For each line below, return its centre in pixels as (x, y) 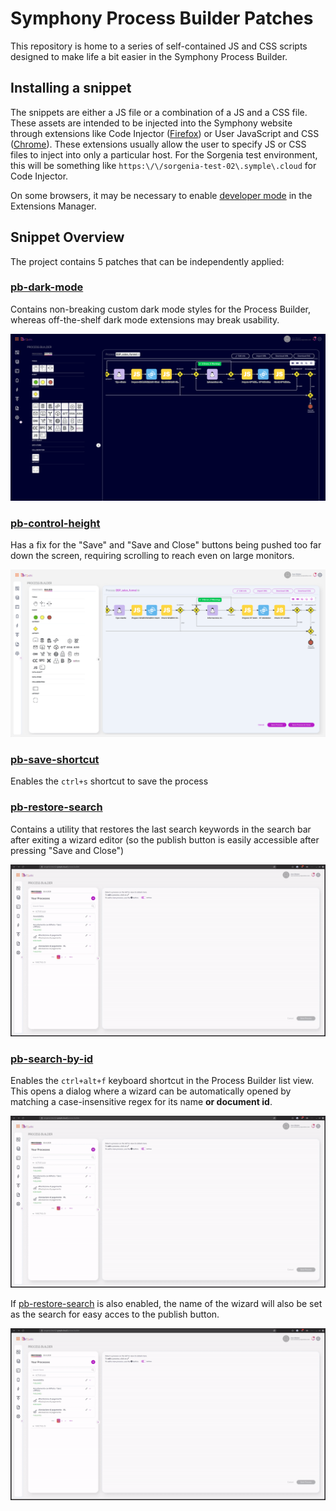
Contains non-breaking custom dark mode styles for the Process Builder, (161, 309)
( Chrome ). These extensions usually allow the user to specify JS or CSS (158, 144)
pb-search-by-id (52, 1059)
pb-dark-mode (47, 287)
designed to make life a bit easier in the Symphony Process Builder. (149, 56)
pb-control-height (55, 523)
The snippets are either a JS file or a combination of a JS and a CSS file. (159, 112)
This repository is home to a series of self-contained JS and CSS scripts (159, 46)
